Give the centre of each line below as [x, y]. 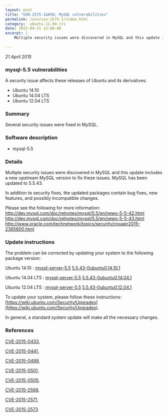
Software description [31, 138]
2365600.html [20, 229]
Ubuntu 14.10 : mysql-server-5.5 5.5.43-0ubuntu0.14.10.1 [63, 268]
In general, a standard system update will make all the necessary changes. [82, 317]
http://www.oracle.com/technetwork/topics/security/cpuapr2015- [73, 224]
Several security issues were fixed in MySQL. [52, 125]
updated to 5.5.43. [24, 183]
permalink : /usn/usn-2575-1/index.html [47, 19]
